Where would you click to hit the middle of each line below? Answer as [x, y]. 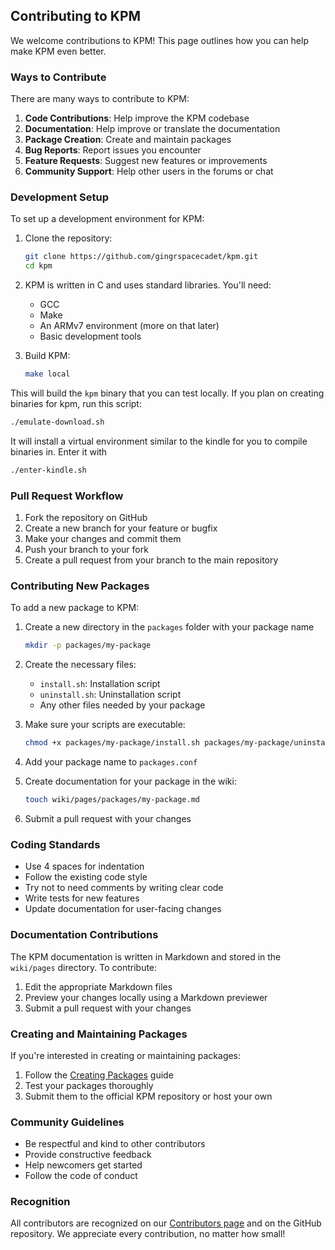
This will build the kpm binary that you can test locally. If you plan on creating [167, 393]
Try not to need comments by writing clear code [124, 888]
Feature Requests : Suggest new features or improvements [146, 161]
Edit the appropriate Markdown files [98, 986]
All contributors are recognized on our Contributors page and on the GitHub [166, 1223]
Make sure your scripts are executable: [105, 725]
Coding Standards [55, 844]
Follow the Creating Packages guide [99, 1075]
